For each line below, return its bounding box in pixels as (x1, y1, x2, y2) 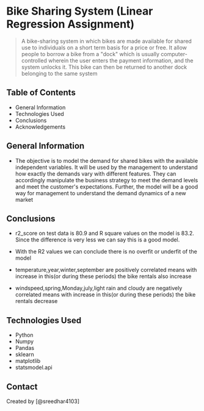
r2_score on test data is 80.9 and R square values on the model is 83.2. (15, 230, 194, 237)
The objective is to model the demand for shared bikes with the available (15, 157, 199, 164)
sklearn (15, 351, 35, 358)
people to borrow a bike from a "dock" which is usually (21, 50, 160, 57)
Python (15, 331, 34, 339)
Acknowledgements (15, 123, 66, 130)
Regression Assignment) (6, 17, 135, 31)
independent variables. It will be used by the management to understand (15, 163, 198, 171)
